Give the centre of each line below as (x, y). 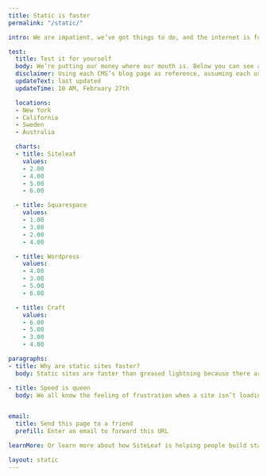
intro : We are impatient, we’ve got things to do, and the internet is (129, 37)
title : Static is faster (49, 15)
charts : (28, 147)
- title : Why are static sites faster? (74, 366)
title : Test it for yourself (64, 59)
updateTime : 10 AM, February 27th (72, 88)
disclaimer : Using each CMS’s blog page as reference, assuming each (133, 74)
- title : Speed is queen (49, 388)
